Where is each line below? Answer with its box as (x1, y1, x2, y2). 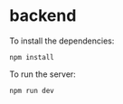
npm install (9, 52, 54, 61)
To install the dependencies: (9, 35, 115, 46)
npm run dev (9, 86, 54, 95)
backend (9, 5, 77, 26)
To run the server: (9, 69, 77, 80)
